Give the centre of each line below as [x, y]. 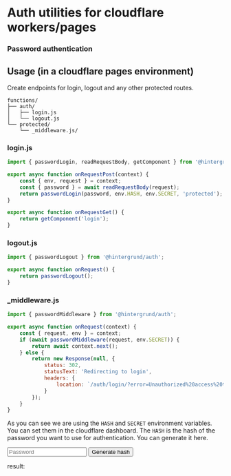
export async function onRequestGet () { [66, 213]
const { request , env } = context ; [70, 333]
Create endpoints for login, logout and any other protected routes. [100, 87]
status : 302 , [62, 365]
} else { [32, 353]
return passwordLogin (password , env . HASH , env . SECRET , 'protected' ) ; [121, 194]
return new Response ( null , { [74, 359]
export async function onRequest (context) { [72, 327]
